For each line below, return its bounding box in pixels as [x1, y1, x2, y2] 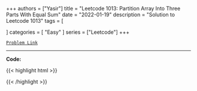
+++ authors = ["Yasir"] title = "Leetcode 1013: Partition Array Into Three [6, 5, 181, 12]
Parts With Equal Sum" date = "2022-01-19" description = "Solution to [6, 11, 175, 18]
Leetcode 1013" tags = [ [6, 17, 63, 24]
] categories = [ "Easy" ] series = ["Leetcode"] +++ [6, 29, 130, 36]
